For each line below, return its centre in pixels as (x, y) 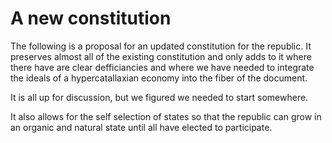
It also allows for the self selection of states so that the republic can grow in (166, 116)
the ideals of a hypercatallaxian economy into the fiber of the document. (159, 78)
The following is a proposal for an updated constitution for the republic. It (161, 46)
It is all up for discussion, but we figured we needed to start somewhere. (159, 97)
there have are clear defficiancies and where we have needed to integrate (162, 67)
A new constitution (91, 18)
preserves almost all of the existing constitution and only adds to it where (161, 56)
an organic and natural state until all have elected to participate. (141, 127)
